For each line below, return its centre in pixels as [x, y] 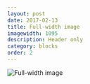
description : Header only [45, 40]
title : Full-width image [44, 27]
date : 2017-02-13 [33, 20]
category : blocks [33, 46]
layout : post [26, 14]
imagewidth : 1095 [33, 33]
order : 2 [20, 53]
